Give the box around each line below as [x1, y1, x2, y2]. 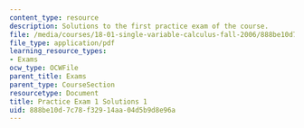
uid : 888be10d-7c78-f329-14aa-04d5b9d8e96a [9, 105, 176, 114]
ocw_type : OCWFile [9, 64, 79, 73]
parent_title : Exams [9, 72, 88, 81]
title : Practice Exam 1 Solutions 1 [9, 96, 147, 106]
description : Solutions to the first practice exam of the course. [9, 22, 270, 31]
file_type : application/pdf [9, 38, 116, 48]
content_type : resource [9, 13, 100, 23]
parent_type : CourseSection [9, 80, 116, 89]
